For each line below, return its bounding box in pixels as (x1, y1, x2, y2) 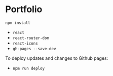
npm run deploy (12, 66, 45, 71)
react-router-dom (12, 35, 50, 41)
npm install (5, 20, 30, 25)
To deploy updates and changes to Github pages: (5, 55, 108, 61)
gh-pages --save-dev (12, 46, 56, 51)
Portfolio (5, 4, 43, 15)
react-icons (12, 41, 38, 46)
